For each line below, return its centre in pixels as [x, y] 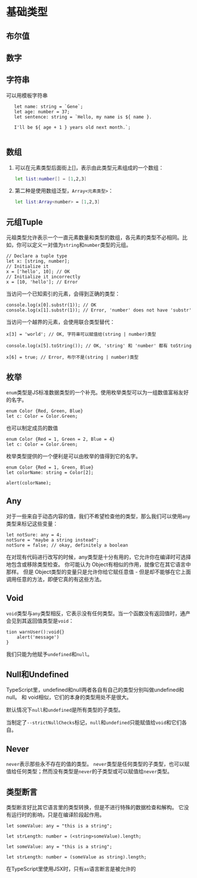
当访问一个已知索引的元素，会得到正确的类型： [63, 294]
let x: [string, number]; [38, 262]
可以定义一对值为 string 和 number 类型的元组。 [76, 245]
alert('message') [38, 637]
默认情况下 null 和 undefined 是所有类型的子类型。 [65, 710]
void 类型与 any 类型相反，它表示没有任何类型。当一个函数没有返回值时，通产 [98, 613]
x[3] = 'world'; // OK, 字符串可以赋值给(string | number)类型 [81, 335]
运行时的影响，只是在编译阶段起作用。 [58, 815]
